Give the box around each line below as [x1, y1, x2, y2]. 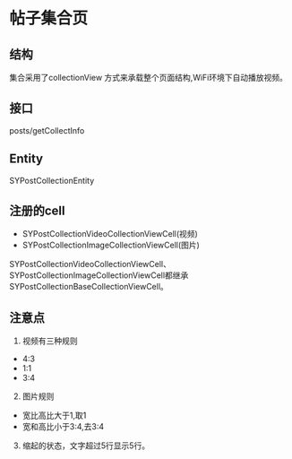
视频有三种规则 [21, 335, 78, 346]
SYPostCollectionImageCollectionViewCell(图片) [21, 239, 200, 251]
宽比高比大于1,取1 [21, 410, 87, 421]
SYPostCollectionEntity [9, 175, 95, 186]
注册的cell [9, 204, 65, 219]
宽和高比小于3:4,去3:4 [21, 421, 105, 432]
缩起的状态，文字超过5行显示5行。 [21, 440, 150, 451]
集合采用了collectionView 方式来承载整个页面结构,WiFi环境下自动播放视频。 [9, 73, 288, 82]
